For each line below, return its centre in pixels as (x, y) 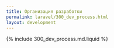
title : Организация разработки (44, 11)
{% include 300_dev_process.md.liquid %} (57, 39)
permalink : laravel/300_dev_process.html (57, 17)
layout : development (31, 22)
